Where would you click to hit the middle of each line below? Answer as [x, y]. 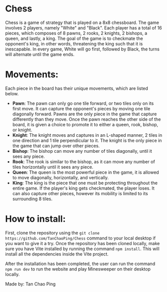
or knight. [22, 130]
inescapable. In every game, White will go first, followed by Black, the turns [83, 49]
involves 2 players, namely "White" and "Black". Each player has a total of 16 [83, 27]
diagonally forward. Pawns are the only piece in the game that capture [84, 114]
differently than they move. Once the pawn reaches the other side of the [86, 119]
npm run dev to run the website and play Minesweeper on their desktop [78, 269]
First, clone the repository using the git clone [52, 233]
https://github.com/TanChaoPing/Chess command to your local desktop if [81, 238]
